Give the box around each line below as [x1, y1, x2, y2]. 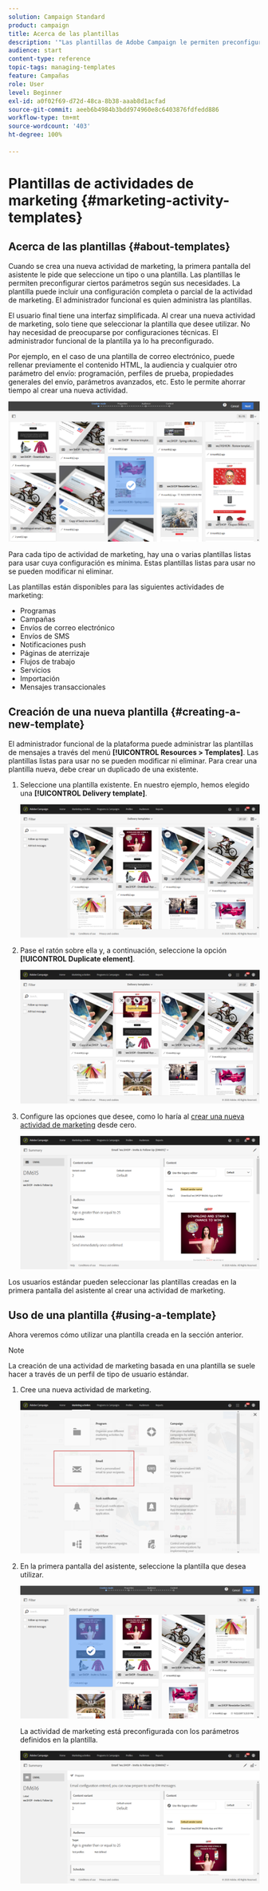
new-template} [8, 718, 85, 732]
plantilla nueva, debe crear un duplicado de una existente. [8, 764, 199, 774]
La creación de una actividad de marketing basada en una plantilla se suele [8, 1360, 255, 1370]
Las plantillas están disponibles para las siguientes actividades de [8, 582, 225, 591]
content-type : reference [8, 55, 91, 63]
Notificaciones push [19, 639, 86, 649]
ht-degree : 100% [8, 131, 62, 139]
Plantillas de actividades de [8, 174, 194, 192]
